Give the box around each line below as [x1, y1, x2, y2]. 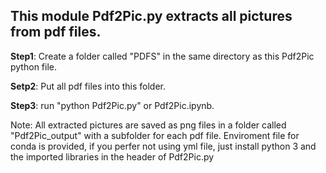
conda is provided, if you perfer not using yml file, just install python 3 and [10, 140, 317, 152]
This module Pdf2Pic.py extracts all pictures [10, 8, 293, 25]
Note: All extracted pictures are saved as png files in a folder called [10, 119, 287, 131]
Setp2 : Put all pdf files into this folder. [10, 80, 167, 92]
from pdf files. [10, 24, 102, 41]
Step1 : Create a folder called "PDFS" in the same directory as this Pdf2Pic [10, 50, 315, 62]
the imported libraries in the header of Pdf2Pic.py [10, 150, 215, 163]
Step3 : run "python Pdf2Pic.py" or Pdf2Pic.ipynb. [10, 99, 215, 111]
